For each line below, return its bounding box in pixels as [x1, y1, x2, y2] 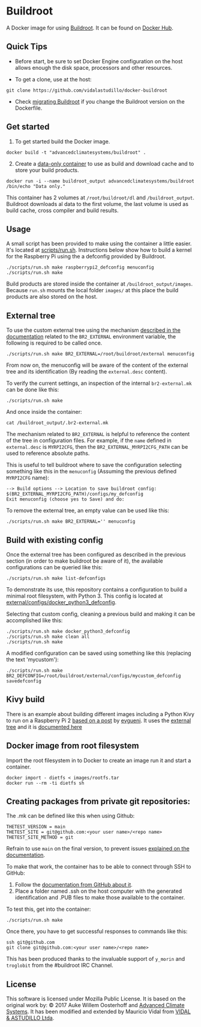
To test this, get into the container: [6, 905, 91, 913]
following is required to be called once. [6, 339, 103, 347]
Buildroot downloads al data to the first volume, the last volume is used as [6, 200, 189, 207]
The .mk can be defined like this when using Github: [6, 812, 135, 820]
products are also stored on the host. [6, 293, 98, 301]
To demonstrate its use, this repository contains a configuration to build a [6, 586, 187, 593]
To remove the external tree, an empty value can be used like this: [6, 507, 170, 514]
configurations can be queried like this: [6, 564, 103, 570]
